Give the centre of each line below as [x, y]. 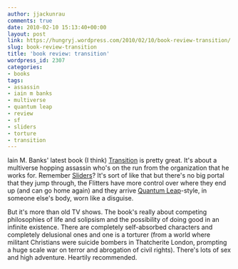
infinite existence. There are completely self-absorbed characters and [110, 227]
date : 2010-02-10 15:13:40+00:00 [57, 27]
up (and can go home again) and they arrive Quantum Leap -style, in [107, 191]
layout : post [27, 34]
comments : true [30, 21]
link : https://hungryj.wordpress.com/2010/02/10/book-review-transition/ [119, 41]
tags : [15, 80]
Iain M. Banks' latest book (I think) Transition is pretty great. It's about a [112, 161]
